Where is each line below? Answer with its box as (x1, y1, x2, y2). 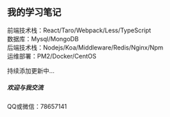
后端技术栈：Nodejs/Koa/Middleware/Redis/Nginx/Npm (7, 43, 164, 52)
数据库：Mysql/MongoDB (7, 34, 79, 43)
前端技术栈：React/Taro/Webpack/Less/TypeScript (7, 26, 151, 34)
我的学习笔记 (7, 6, 62, 19)
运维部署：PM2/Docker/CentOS (7, 52, 97, 60)
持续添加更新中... (7, 66, 55, 74)
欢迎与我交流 (7, 83, 43, 92)
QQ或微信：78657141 (7, 102, 67, 110)
